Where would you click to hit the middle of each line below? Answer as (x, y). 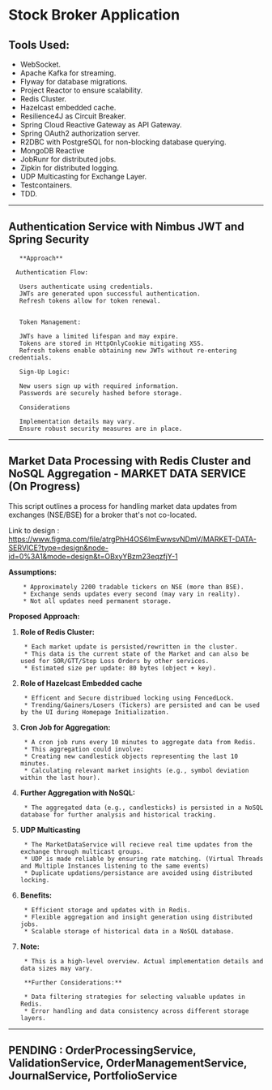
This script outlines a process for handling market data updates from (123, 506)
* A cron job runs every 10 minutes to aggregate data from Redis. (140, 742)
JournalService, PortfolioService (93, 1076)
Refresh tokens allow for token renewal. (90, 301)
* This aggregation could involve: (84, 749)
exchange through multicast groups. (82, 851)
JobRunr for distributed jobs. (68, 159)
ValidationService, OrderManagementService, (128, 1064)
